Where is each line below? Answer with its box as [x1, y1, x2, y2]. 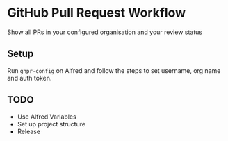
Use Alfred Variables [17, 113, 76, 121]
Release [17, 127, 40, 135]
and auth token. [7, 74, 52, 82]
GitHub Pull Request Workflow [7, 5, 186, 21]
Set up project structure [17, 119, 85, 128]
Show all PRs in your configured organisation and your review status [7, 28, 203, 36]
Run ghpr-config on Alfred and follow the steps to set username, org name [7, 66, 221, 74]
